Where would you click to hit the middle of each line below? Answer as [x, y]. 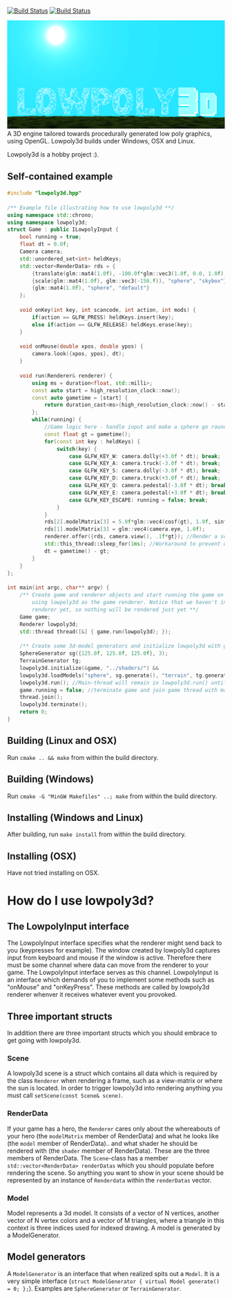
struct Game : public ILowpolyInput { [63, 230]
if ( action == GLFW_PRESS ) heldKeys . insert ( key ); [103, 317]
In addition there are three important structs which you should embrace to [112, 1033]
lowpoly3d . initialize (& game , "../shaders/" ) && [89, 668]
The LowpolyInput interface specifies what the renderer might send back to [115, 943]
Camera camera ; [41, 252]
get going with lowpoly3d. [44, 1041]
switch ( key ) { [77, 449]
